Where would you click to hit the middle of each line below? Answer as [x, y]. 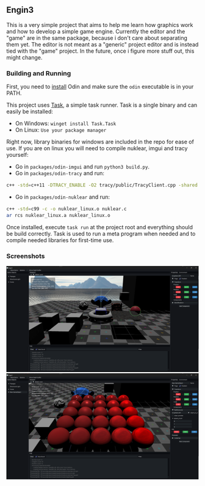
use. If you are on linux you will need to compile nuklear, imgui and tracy [97, 148]
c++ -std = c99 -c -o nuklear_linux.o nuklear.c [67, 209]
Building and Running [39, 73]
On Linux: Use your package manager [61, 130]
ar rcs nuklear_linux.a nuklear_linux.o [59, 215]
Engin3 [20, 10]
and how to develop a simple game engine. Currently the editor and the [96, 31]
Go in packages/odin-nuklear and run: [62, 197]
